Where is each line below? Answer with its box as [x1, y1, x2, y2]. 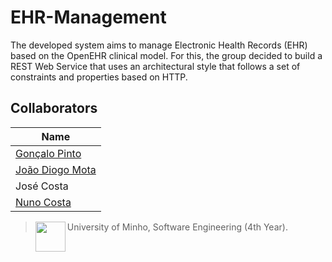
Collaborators [10, 100, 98, 117]
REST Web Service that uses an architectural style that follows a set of [10, 60, 301, 72]
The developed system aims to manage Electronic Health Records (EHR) [10, 39, 308, 51]
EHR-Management [10, 6, 167, 29]
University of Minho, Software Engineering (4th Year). [66, 221, 288, 233]
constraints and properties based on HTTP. [10, 71, 188, 83]
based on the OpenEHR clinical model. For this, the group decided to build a [10, 49, 323, 61]
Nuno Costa [15, 195, 72, 209]
